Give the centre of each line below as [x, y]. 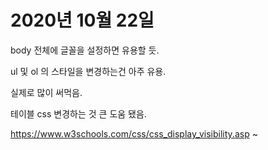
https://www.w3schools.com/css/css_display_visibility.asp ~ [134, 133]
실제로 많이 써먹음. [46, 92]
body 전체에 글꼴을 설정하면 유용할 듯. [85, 50]
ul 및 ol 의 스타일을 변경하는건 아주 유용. [88, 71]
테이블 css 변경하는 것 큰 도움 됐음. [78, 113]
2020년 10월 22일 [82, 20]
